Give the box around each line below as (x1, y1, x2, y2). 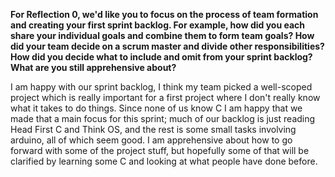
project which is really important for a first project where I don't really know (10, 92, 321, 103)
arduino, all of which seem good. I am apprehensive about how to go (10, 134, 293, 146)
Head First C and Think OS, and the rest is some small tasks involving (10, 124, 297, 135)
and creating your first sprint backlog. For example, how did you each (10, 19, 305, 31)
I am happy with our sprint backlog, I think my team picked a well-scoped (10, 81, 313, 93)
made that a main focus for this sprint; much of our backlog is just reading (10, 113, 316, 124)
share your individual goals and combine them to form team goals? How (10, 30, 315, 41)
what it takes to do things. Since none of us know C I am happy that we (10, 102, 303, 114)
